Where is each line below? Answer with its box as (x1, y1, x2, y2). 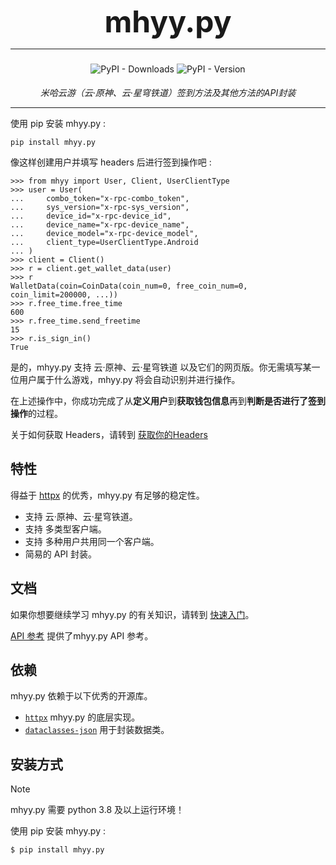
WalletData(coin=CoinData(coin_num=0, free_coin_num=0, (10, 281, 248, 291)
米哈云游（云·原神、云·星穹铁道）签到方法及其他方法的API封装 (39, 87, 297, 98)
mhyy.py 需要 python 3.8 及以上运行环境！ (10, 804, 185, 816)
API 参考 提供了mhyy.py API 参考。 (10, 629, 154, 642)
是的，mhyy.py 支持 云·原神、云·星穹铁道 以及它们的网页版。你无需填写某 (10, 361, 312, 373)
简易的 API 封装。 (24, 548, 98, 560)
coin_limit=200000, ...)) (10, 290, 118, 300)
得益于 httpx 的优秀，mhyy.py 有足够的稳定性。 (10, 489, 205, 501)
